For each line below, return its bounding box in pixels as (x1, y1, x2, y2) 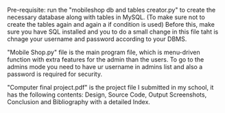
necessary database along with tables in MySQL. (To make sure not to (7, 13, 206, 21)
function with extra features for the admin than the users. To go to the (7, 55, 204, 64)
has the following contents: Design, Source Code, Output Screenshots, (7, 90, 207, 99)
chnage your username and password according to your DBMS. (7, 35, 187, 43)
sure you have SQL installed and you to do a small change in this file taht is (7, 27, 219, 36)
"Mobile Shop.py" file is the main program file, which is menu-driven (7, 48, 200, 56)
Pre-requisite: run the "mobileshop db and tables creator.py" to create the (7, 6, 216, 14)
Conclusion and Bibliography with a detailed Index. (7, 98, 151, 105)
